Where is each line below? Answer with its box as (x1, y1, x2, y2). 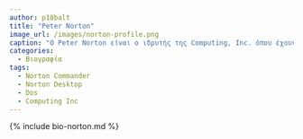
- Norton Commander (17, 72, 91, 81)
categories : (9, 47, 54, 56)
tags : (9, 64, 30, 73)
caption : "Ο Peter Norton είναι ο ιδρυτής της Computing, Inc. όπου (9, 38, 272, 48)
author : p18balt (9, 13, 70, 22)
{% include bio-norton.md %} (9, 121, 120, 132)
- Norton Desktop (17, 80, 83, 89)
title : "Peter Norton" (9, 22, 95, 30)
